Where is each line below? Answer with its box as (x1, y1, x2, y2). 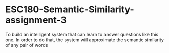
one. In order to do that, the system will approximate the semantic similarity (5, 37, 164, 43)
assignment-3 (5, 14, 67, 26)
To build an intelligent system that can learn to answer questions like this (5, 31, 159, 37)
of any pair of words (5, 42, 48, 48)
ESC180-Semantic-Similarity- (5, 4, 134, 15)
